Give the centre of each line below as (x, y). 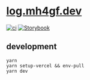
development (31, 47)
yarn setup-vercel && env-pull (45, 66)
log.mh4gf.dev (44, 11)
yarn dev (17, 71)
